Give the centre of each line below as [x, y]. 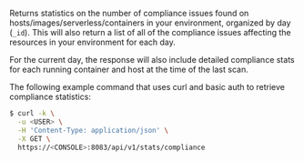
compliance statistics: [50, 96]
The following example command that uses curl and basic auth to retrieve [147, 87]
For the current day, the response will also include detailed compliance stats [152, 60]
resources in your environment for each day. [92, 42]
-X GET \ [34, 139]
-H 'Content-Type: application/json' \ [93, 130]
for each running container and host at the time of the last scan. [129, 69]
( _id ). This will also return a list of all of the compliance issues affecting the [150, 32]
